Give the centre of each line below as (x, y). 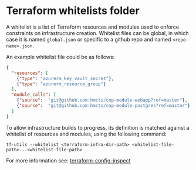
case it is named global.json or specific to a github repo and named (89, 39)
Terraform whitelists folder (73, 11)
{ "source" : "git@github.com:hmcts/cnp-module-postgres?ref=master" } (104, 106)
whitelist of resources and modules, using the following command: (86, 134)
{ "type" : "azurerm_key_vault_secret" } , (65, 78)
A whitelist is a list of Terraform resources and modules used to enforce (93, 27)
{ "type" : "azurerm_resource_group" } (62, 84)
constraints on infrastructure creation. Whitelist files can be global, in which (97, 33)
